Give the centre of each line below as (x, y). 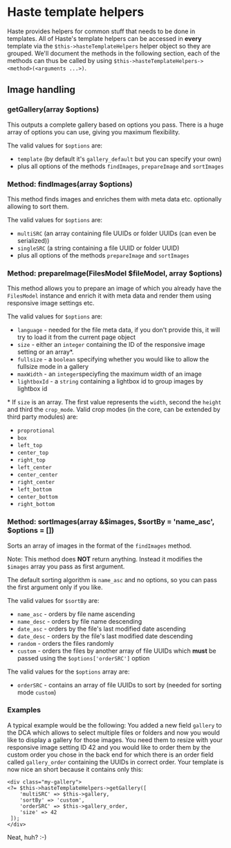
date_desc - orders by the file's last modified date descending (105, 636)
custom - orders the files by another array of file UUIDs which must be (117, 651)
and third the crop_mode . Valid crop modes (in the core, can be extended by (114, 410)
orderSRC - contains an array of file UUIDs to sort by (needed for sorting (119, 685)
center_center (37, 475)
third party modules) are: (43, 417)
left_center (34, 468)
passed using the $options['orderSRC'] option (83, 658)
